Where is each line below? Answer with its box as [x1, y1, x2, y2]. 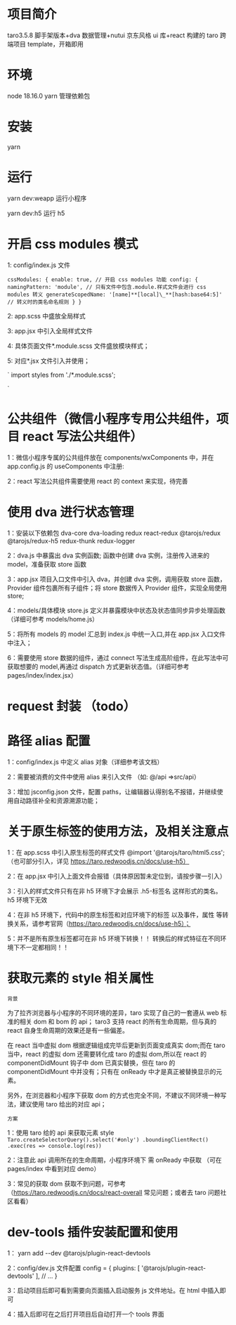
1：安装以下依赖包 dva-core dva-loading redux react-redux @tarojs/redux [7, 529, 221, 537]
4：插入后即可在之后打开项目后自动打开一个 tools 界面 [7, 1310, 164, 1318]
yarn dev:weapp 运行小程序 [7, 194, 87, 202]
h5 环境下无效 [7, 896, 48, 904]
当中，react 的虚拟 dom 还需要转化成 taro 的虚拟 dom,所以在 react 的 [7, 1049, 207, 1058]
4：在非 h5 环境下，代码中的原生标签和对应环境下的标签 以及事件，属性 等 [7, 910, 223, 919]
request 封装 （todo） [7, 698, 136, 714]
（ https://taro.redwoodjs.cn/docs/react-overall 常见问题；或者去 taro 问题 [7, 1188, 221, 1196]
